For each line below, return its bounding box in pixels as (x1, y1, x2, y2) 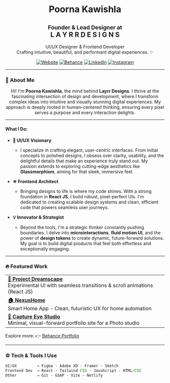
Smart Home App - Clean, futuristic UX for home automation (8, 305, 152, 312)
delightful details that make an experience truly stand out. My (20, 158, 148, 164)
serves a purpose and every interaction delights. (34, 110, 136, 116)
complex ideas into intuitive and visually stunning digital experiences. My (9, 99, 161, 105)
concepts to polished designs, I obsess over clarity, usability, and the (20, 152, 164, 158)
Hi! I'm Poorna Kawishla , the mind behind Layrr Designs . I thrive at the (11, 88, 159, 94)
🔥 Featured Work (5, 263, 48, 270)
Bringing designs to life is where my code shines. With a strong (20, 188, 152, 194)
